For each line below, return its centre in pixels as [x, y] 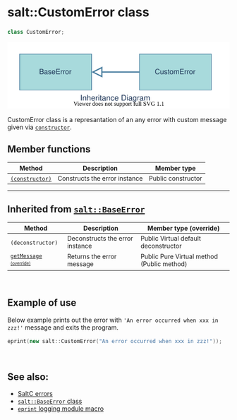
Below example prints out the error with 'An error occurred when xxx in [113, 320]
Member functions [49, 149]
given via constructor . [39, 127]
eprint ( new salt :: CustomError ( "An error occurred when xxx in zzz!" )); [115, 341]
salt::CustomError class [78, 12]
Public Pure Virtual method [180, 257]
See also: [28, 377]
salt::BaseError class [50, 401]
